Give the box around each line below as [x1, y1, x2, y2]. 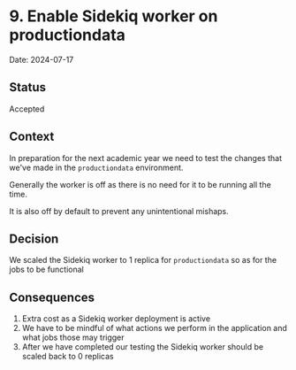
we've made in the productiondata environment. [9, 162, 184, 173]
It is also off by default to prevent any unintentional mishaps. [9, 205, 230, 216]
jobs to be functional [9, 264, 84, 275]
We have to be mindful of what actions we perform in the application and [21, 323, 287, 334]
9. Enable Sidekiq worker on [9, 6, 218, 27]
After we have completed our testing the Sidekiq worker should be [21, 342, 263, 352]
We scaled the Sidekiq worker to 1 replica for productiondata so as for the [9, 255, 277, 266]
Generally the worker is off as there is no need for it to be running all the [9, 179, 271, 189]
